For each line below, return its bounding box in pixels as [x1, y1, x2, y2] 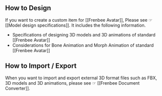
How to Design [5, 4, 51, 12]
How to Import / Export [5, 62, 77, 70]
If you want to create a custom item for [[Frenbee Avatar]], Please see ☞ [5, 17, 153, 23]
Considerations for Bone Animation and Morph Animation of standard [12, 42, 154, 48]
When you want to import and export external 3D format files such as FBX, [5, 75, 158, 81]
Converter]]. [5, 85, 31, 91]
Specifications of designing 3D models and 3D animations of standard [12, 32, 156, 37]
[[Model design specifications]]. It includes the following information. [5, 22, 146, 28]
